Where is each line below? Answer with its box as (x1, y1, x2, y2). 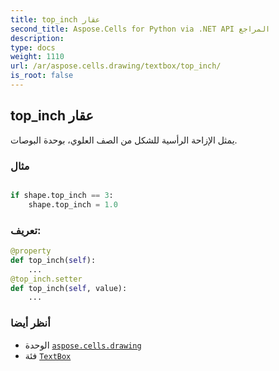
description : (10, 33, 65, 43)
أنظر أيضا (10, 316, 51, 330)
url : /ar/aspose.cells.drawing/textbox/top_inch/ (10, 61, 222, 71)
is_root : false (10, 71, 74, 81)
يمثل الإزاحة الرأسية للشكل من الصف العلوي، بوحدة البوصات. (10, 134, 238, 146)
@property (10, 246, 52, 256)
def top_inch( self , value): (10, 283, 128, 293)
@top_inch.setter (10, 274, 83, 284)
